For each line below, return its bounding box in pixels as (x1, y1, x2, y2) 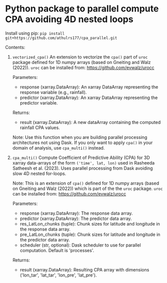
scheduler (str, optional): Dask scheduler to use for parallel (19, 242, 141, 248)
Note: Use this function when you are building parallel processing (12, 134, 147, 140)
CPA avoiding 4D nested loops (5, 13, 133, 25)
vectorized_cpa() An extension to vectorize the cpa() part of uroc (12, 53, 148, 60)
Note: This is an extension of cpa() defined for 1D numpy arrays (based (12, 180, 159, 186)
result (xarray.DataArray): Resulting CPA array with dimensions (19, 266, 149, 272)
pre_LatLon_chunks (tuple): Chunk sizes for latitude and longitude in (19, 231, 160, 237)
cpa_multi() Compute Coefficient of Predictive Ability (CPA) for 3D (12, 154, 150, 160)
